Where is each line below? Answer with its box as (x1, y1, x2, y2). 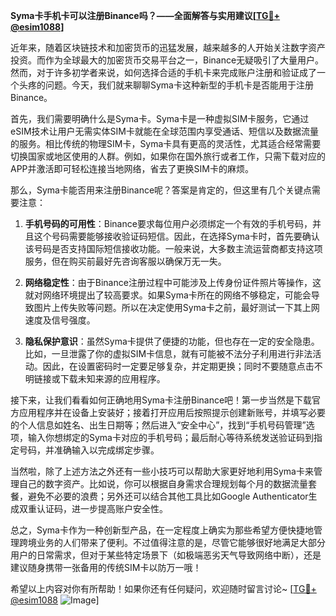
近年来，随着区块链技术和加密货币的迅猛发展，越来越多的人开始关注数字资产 (10, 42, 326, 53)
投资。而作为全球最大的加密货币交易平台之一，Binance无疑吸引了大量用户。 (10, 54, 325, 66)
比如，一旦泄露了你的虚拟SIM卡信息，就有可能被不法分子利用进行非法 (24, 348, 313, 359)
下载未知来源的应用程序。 (59, 373, 166, 384)
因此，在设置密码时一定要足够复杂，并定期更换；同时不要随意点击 (42, 360, 315, 372)
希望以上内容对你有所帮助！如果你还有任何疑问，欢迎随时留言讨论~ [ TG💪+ (10, 583, 317, 594)
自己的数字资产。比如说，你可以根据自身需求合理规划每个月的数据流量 (18, 478, 308, 489)
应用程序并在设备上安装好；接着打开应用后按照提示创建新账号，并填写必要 (18, 407, 326, 418)
